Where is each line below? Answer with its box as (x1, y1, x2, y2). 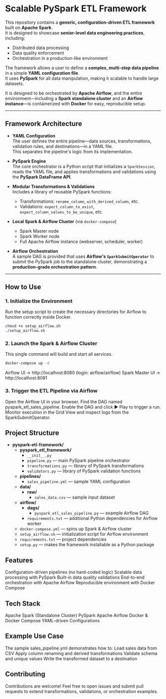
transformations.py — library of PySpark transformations (27, 463, 144, 469)
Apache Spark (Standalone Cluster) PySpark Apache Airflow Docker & (5, 612, 148, 618)
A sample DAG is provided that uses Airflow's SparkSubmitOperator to (12, 253, 155, 259)
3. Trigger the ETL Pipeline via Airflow (5, 387, 98, 394)
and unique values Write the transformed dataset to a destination (5, 655, 137, 661)
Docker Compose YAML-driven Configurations (5, 618, 100, 624)
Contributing (5, 670, 45, 678)
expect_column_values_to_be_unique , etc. (19, 209, 103, 215)
